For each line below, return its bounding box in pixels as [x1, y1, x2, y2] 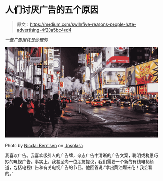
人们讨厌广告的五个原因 [5, 4, 99, 16]
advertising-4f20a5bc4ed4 [16, 27, 72, 33]
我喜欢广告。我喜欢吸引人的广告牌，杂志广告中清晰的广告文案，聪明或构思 [5, 152, 154, 158]
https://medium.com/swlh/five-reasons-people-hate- [30, 21, 137, 27]
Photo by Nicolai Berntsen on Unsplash [5, 142, 83, 148]
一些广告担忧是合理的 [5, 37, 48, 43]
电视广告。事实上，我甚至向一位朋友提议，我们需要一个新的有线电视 [13, 158, 149, 164]
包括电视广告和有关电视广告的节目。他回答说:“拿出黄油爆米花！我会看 [13, 165, 153, 170]
